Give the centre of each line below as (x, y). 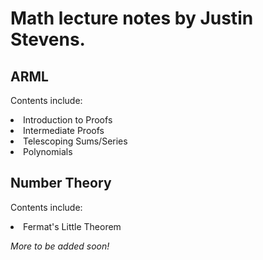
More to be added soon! (60, 246)
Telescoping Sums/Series (75, 141)
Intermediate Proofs (64, 130)
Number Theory (61, 183)
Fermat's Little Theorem (72, 226)
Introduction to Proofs (68, 120)
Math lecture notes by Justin (132, 18)
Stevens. (48, 39)
